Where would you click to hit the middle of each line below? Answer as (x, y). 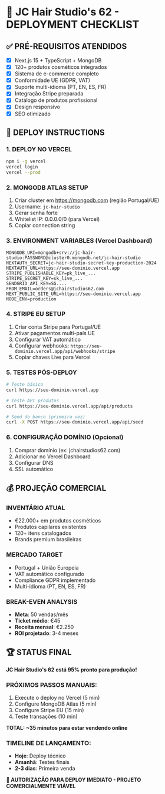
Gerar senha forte (36, 213)
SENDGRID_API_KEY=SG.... (37, 284)
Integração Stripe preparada (49, 94)
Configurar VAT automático (48, 339)
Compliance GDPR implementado (55, 580)
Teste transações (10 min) (46, 716)
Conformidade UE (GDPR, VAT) (52, 80)
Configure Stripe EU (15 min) (49, 710)
